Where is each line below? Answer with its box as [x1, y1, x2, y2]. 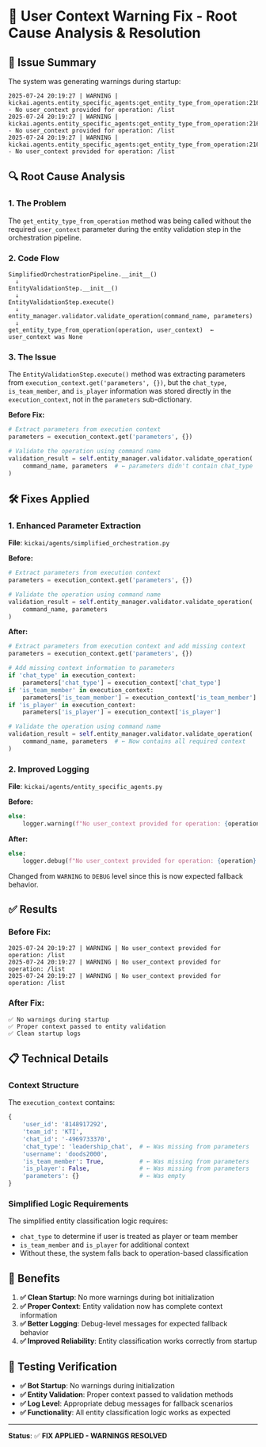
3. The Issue [8, 351, 57, 362]
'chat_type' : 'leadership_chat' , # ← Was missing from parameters [22, 1142, 249, 1150]
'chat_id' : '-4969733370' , [22, 1135, 112, 1143]
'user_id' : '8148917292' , [22, 1121, 108, 1129]
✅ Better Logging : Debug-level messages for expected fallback [19, 1319, 228, 1329]
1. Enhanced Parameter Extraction [8, 520, 141, 531]
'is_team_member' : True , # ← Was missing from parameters [22, 1157, 249, 1165]
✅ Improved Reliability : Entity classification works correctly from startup [19, 1337, 257, 1346]
